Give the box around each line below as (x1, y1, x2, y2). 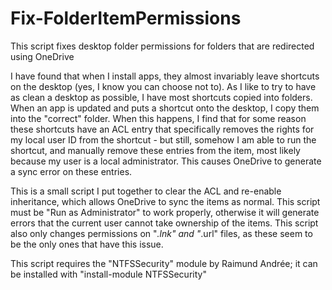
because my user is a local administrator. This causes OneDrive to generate (10, 155, 322, 167)
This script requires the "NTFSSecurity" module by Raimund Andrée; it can (10, 257, 318, 269)
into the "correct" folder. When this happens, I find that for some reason (10, 112, 307, 124)
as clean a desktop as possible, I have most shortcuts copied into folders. (10, 91, 313, 103)
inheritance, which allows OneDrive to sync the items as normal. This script (10, 195, 321, 207)
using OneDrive (10, 50, 75, 62)
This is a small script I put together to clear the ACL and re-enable (10, 185, 282, 197)
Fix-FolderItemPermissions (10, 7, 242, 30)
